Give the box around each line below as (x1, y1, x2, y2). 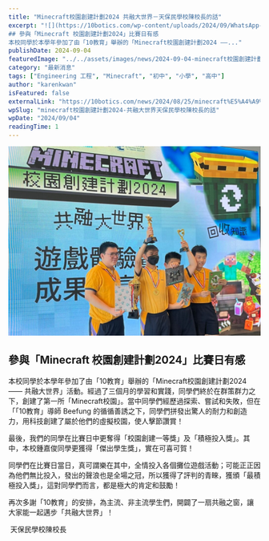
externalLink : (8, 97, 56, 106)
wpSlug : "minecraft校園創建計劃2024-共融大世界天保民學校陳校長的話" (8, 106, 220, 114)
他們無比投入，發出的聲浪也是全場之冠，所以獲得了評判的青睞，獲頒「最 (14, 470, 254, 480)
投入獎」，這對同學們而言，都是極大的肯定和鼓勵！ (14, 480, 180, 490)
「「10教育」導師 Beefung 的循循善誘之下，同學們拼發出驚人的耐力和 (8, 406, 234, 416)
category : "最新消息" (8, 64, 76, 72)
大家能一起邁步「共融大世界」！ (8, 507, 114, 517)
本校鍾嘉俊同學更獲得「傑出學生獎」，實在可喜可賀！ (22, 443, 195, 453)
